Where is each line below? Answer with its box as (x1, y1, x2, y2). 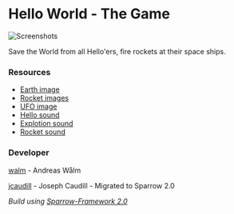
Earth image (19, 85, 60, 94)
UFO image (19, 101, 58, 112)
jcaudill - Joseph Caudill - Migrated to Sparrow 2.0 (8, 180, 176, 190)
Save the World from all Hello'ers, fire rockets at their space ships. (8, 46, 226, 56)
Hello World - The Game (8, 5, 170, 23)
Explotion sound (19, 119, 73, 129)
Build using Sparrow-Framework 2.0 (8, 196, 128, 206)
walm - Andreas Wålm (8, 165, 81, 175)
